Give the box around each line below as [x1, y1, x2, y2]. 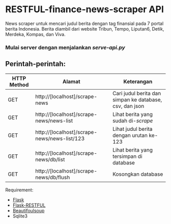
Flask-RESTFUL [12, 202, 46, 208]
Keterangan [123, 78, 153, 85]
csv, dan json [112, 102, 145, 109]
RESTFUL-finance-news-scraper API [5, 4, 164, 15]
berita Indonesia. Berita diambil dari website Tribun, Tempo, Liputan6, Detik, [5, 25, 164, 32]
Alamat [63, 78, 80, 85]
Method [9, 81, 29, 88]
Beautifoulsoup [12, 207, 45, 213]
